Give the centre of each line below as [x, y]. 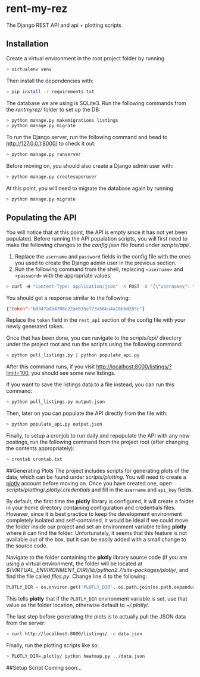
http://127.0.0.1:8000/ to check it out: [51, 144]
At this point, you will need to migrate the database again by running [90, 188]
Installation [27, 44]
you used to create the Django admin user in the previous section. [96, 263]
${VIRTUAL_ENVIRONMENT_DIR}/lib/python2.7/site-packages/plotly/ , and [97, 570]
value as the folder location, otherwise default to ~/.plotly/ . [78, 605]
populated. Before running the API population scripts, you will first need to [97, 238]
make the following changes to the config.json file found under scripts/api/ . [99, 245]
